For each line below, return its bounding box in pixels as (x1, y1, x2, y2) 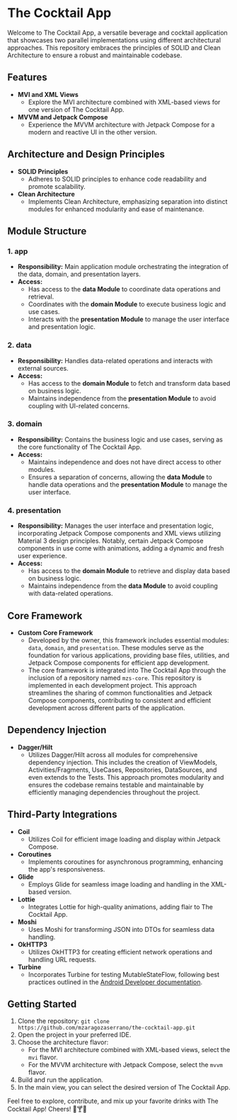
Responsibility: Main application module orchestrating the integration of (17, 262, 229, 271)
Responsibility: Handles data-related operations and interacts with (17, 356, 214, 365)
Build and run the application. (17, 1075, 104, 1084)
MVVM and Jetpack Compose (17, 112, 108, 121)
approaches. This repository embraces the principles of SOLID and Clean (7, 43, 221, 52)
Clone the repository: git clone (17, 1017, 110, 1025)
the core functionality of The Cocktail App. (17, 442, 142, 451)
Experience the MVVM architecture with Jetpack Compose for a (28, 120, 215, 129)
